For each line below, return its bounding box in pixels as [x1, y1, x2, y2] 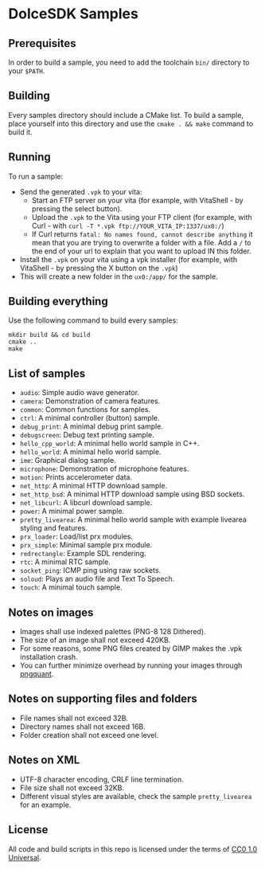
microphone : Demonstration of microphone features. [19, 464, 189, 474]
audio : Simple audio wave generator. [19, 388, 140, 398]
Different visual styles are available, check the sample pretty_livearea [19, 791, 252, 801]
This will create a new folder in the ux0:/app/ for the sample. [19, 272, 218, 281]
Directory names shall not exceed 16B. [19, 722, 146, 731]
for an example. [19, 800, 72, 809]
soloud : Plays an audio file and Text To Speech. [19, 574, 175, 584]
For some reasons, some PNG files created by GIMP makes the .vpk [19, 644, 243, 653]
